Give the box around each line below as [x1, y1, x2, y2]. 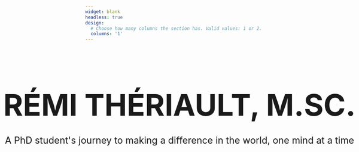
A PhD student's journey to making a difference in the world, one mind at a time [5, 134, 354, 146]
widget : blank [85, 8, 121, 15]
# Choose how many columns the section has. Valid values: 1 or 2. [90, 25, 263, 32]
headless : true [85, 14, 123, 20]
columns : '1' [90, 31, 123, 37]
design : [85, 20, 105, 26]
